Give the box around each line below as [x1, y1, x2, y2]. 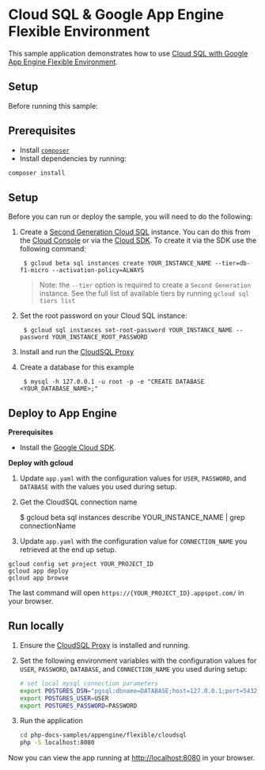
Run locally [8, 619, 65, 633]
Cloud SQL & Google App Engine [8, 6, 224, 24]
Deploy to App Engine [8, 406, 117, 419]
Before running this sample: [8, 101, 99, 110]
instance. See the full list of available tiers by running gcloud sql [39, 289, 249, 298]
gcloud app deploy [8, 567, 69, 576]
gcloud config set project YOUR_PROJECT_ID [8, 561, 154, 569]
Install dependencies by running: [19, 153, 127, 163]
